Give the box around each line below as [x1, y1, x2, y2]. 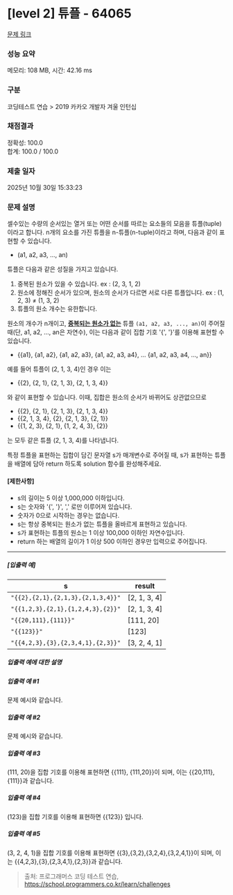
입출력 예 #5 [7, 830, 40, 838]
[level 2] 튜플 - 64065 [7, 6, 132, 22]
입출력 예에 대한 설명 [7, 658, 62, 666]
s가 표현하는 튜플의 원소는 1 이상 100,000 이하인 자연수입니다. [17, 528, 185, 536]
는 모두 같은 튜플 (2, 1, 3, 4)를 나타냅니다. [7, 436, 119, 445]
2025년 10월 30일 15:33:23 [7, 183, 83, 192]
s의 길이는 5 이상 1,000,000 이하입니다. [17, 493, 125, 502]
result [135, 581, 155, 591]
